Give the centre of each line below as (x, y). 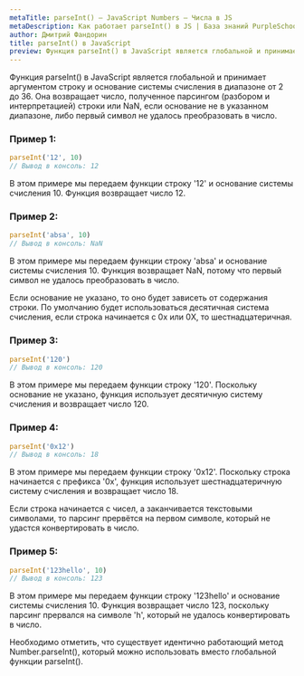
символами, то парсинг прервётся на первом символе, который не (140, 519)
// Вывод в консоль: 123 (56, 579)
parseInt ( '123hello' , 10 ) (58, 570)
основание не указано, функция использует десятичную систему (136, 395)
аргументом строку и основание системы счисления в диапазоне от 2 (147, 87)
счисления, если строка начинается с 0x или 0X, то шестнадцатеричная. (151, 317)
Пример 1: (33, 139)
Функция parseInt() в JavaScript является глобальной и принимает (138, 77)
